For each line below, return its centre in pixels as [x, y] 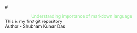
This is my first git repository [34, 21]
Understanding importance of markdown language [82, 16]
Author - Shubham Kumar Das [35, 26]
